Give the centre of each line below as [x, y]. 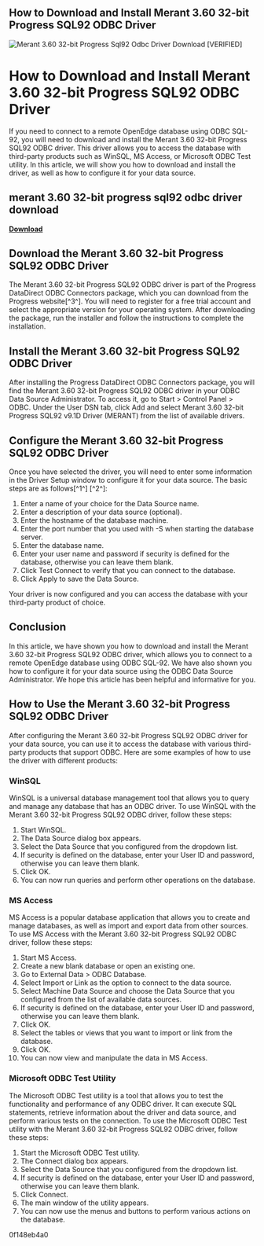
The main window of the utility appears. [84, 1203]
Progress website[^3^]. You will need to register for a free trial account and [130, 301]
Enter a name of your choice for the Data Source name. [110, 504]
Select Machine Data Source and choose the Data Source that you [127, 991]
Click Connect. [44, 1194]
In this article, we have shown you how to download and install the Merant [128, 646]
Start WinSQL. [43, 829]
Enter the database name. [62, 545]
